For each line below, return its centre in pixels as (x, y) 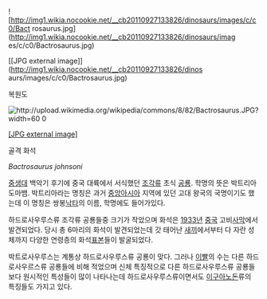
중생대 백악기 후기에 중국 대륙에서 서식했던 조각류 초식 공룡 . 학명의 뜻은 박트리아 (133, 183)
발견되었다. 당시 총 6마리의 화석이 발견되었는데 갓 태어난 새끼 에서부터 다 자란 (128, 230)
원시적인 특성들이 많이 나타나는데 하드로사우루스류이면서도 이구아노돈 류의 (137, 277)
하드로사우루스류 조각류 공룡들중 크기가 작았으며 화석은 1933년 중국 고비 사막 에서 (133, 220)
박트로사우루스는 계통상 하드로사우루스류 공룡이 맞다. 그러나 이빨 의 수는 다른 (126, 257)
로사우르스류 (28, 267)
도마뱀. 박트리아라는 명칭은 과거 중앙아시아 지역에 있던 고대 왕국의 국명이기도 (128, 193)
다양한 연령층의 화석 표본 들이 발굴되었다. (91, 240)
